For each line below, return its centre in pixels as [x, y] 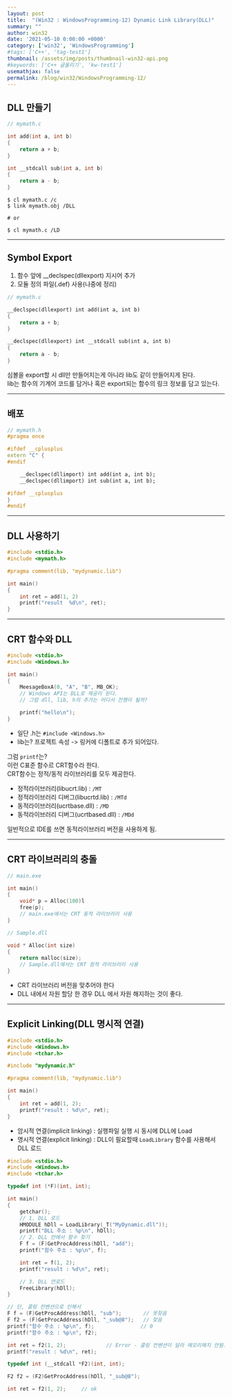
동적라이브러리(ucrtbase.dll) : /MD [63, 806]
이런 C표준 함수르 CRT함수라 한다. [53, 765]
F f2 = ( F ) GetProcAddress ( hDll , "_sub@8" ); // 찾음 [85, 1320]
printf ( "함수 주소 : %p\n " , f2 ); [52, 1333]
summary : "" [24, 26]
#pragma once [26, 436]
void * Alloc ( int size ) [41, 945]
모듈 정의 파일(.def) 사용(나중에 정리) [67, 284]
